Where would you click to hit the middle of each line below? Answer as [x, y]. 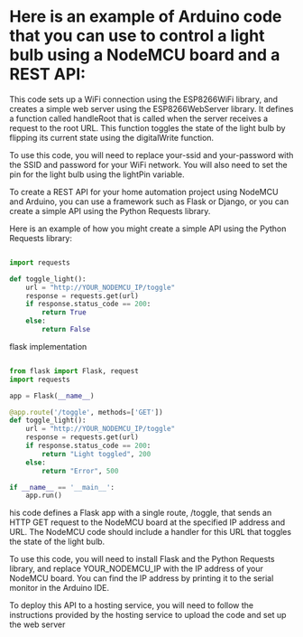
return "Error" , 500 [80, 471]
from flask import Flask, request [74, 371]
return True [64, 313]
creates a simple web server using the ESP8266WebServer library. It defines [151, 108]
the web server [37, 624]
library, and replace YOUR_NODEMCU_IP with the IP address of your [137, 569]
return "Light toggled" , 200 [96, 454]
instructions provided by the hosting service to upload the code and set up [148, 615]
